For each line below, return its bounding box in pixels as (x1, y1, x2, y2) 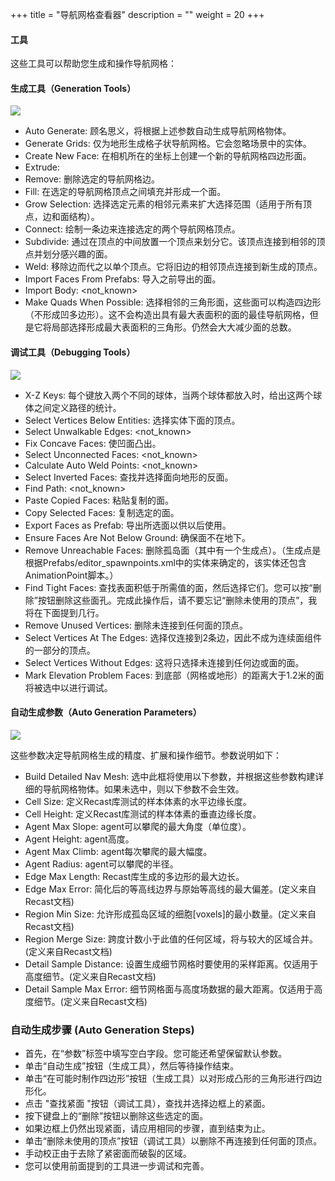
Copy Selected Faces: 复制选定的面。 (24, 506, 180, 518)
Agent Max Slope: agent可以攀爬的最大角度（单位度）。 (24, 820, 252, 832)
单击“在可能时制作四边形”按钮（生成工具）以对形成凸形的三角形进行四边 (24, 1073, 323, 1085)
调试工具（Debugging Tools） (10, 346, 136, 358)
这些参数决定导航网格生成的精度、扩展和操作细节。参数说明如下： (10, 749, 282, 761)
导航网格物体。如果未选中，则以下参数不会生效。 (42, 783, 245, 795)
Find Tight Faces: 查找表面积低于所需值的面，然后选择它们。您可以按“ (24, 581, 313, 593)
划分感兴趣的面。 (42, 248, 113, 260)
